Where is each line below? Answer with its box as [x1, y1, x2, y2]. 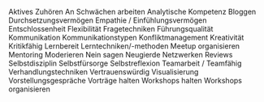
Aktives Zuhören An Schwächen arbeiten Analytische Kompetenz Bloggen [8, 7, 257, 16]
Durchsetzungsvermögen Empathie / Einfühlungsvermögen [8, 15, 207, 25]
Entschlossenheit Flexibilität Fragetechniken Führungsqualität [8, 24, 214, 33]
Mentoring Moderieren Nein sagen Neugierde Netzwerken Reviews [8, 50, 233, 59]
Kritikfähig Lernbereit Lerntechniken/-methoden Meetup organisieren [8, 41, 240, 51]
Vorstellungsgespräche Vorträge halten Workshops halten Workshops [8, 76, 242, 85]
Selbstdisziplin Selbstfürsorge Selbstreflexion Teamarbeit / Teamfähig [8, 58, 242, 68]
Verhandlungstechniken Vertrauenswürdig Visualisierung [8, 67, 199, 76]
